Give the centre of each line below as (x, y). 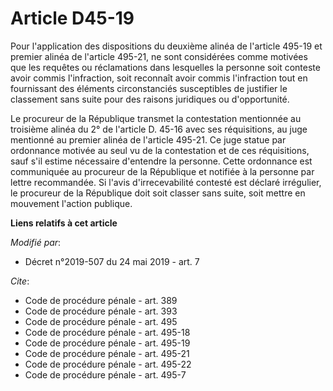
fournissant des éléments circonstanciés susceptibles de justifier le (149, 88)
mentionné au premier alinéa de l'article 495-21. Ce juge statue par (148, 139)
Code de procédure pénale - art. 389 (101, 300)
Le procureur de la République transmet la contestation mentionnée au (156, 118)
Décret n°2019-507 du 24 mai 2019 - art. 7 (112, 261)
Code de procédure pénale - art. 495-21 (107, 353)
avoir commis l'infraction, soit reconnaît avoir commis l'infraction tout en (159, 78)
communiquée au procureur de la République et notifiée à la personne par (162, 171)
